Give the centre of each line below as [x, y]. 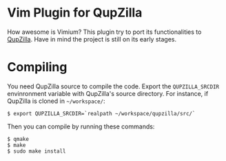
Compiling [37, 67]
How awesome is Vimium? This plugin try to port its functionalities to [104, 32]
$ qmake [18, 139]
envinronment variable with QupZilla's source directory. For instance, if [108, 93]
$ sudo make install [37, 151]
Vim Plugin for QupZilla [75, 13]
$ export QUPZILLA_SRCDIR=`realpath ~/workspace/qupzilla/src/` [101, 113]
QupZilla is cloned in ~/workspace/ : [56, 101]
